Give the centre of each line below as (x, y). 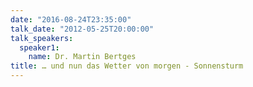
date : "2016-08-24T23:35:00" (71, 19)
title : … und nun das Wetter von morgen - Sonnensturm (127, 66)
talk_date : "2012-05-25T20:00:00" (82, 29)
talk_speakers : (42, 38)
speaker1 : (39, 47)
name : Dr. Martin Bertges (82, 57)
